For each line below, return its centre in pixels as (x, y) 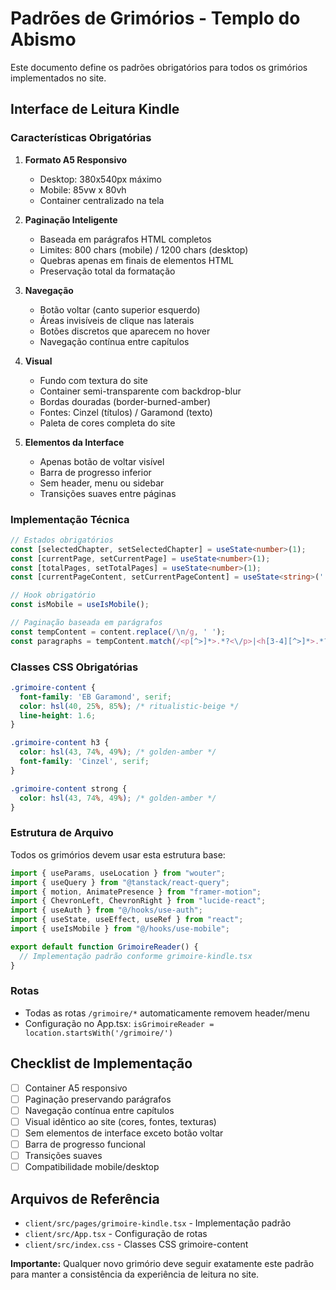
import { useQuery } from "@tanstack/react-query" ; (120, 882)
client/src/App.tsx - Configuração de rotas (116, 1233)
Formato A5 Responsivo (75, 159)
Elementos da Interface (74, 442)
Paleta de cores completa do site (107, 423)
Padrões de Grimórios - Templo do (155, 18)
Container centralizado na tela (102, 200)
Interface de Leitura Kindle (95, 109)
